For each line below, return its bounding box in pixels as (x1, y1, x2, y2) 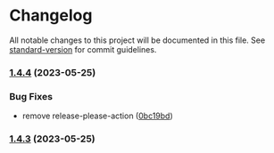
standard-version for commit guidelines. (9, 44, 157, 54)
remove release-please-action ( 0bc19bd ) (21, 110, 174, 121)
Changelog (9, 5, 93, 26)
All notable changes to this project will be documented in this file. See (9, 35, 266, 45)
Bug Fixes (9, 90, 54, 102)
